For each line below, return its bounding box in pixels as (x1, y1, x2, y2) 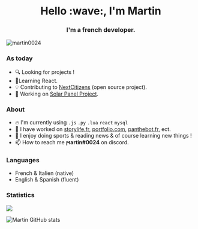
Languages (6, 156, 40, 164)
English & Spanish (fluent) (14, 176, 79, 183)
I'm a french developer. (66, 26, 136, 34)
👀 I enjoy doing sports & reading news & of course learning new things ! (14, 132, 192, 139)
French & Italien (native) (14, 169, 74, 177)
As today (6, 54, 33, 63)
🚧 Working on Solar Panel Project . (14, 90, 99, 97)
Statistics (6, 191, 35, 200)
